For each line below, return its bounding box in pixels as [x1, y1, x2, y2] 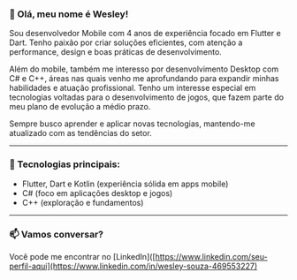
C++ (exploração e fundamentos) [21, 197, 144, 208]
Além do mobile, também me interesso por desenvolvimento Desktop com [9, 64, 279, 74]
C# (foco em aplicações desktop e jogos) [21, 187, 173, 198]
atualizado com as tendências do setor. [9, 128, 152, 139]
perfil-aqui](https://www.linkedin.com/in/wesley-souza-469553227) [9, 261, 258, 271]
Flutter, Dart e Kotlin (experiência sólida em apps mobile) [21, 178, 229, 189]
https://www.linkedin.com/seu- [155, 251, 268, 261]
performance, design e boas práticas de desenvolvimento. [9, 47, 223, 57]
